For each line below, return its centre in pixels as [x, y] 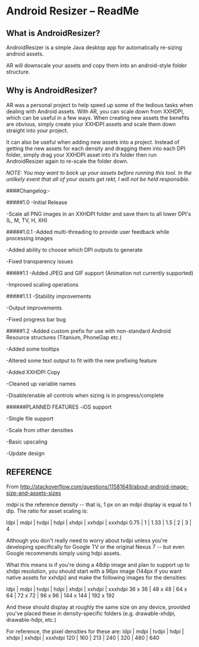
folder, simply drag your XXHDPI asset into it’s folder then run [81, 154]
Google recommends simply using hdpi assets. [63, 553]
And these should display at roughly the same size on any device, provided [98, 607]
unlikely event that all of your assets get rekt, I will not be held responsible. [98, 179]
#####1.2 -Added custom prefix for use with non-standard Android [88, 331]
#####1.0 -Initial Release [37, 202]
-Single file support [30, 418]
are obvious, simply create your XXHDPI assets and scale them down [91, 124]
